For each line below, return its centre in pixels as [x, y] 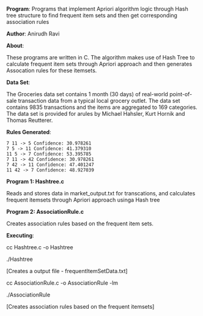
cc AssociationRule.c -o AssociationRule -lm [62, 283]
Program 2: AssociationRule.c [45, 212]
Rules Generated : [29, 132]
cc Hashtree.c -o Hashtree [40, 247]
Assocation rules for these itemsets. [52, 70]
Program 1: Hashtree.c [35, 181]
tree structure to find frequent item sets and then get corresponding [92, 15]
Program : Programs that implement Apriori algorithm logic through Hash [97, 9]
